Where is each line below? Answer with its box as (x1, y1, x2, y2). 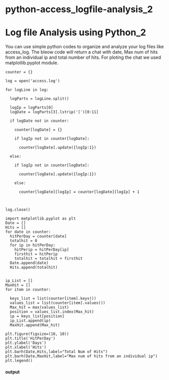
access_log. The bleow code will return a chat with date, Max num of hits (5, 49, 158, 55)
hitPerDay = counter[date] (10, 234, 67, 239)
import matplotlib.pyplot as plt (5, 216, 76, 221)
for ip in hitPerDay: (10, 243, 56, 248)
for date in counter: (5, 229, 51, 234)
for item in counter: (5, 287, 51, 292)
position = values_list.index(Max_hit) (10, 309, 94, 315)
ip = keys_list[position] (10, 314, 65, 319)
